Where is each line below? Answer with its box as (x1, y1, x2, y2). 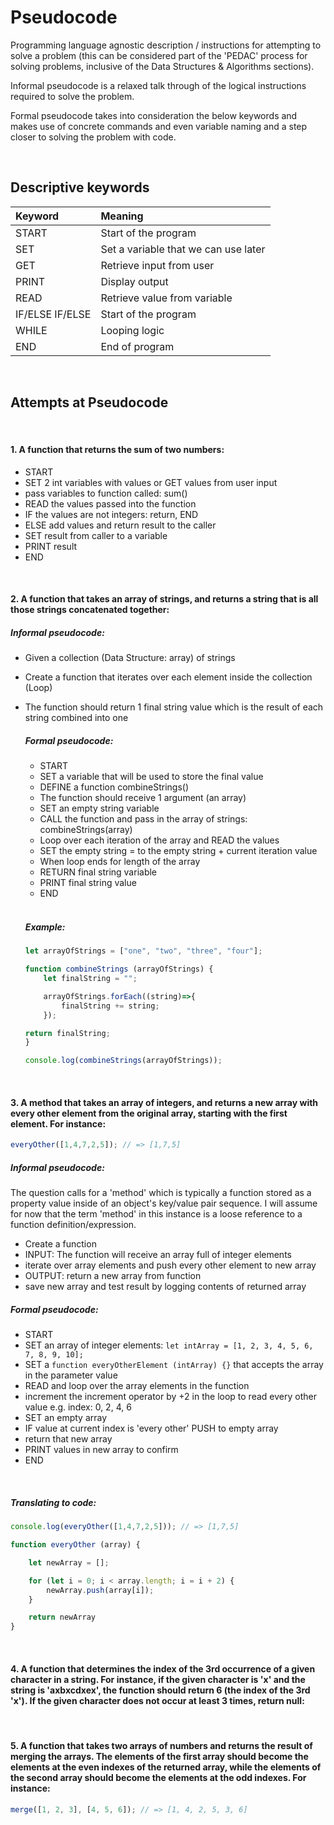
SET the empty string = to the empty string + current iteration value (39, 845, 318, 857)
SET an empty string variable (39, 802, 160, 815)
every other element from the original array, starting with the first (10, 1107, 288, 1119)
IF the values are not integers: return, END (24, 508, 199, 520)
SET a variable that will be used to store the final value (39, 771, 264, 783)
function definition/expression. (10, 1219, 137, 1231)
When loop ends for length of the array (39, 856, 201, 868)
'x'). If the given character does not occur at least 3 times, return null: (10, 1694, 305, 1706)
